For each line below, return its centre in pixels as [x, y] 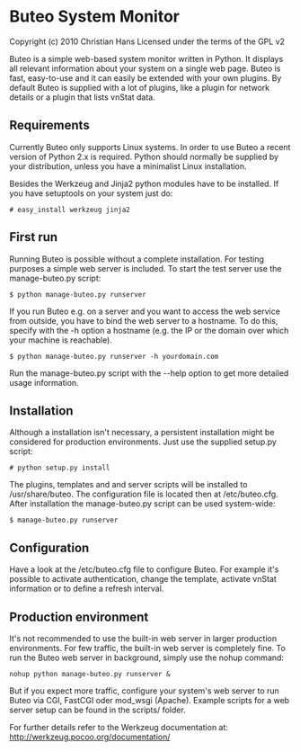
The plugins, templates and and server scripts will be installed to [128, 485]
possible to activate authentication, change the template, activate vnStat [143, 579]
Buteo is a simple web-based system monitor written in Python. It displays [146, 58]
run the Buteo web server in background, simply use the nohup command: [147, 657]
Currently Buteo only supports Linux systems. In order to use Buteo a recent [150, 147]
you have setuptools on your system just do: [91, 193]
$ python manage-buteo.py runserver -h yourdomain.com [114, 356]
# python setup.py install [60, 468]
